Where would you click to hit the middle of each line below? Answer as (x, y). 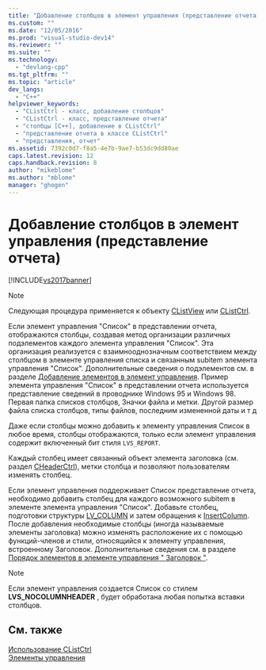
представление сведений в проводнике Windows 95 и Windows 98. (122, 393)
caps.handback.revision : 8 (53, 163)
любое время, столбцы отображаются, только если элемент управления (132, 434)
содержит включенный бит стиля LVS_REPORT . (84, 442)
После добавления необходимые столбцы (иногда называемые (116, 523)
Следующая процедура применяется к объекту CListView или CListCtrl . (129, 311)
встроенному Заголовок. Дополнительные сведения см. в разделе (122, 549)
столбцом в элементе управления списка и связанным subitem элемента (133, 360)
